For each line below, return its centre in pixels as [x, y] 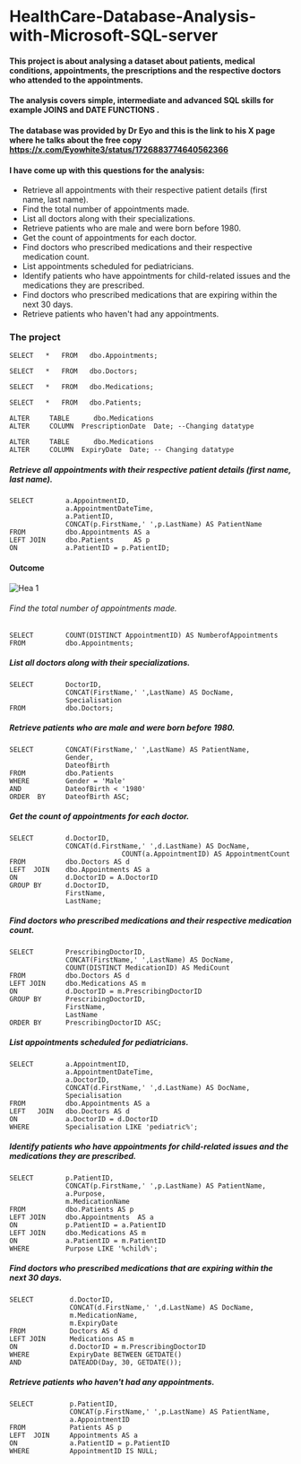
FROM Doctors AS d [64, 1331]
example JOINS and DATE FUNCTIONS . [84, 110]
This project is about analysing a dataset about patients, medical [132, 61]
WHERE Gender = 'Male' [68, 781]
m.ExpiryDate [94, 1323]
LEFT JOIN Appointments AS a [74, 1435]
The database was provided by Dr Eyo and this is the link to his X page [142, 130]
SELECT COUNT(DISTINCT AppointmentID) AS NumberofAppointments [144, 635]
